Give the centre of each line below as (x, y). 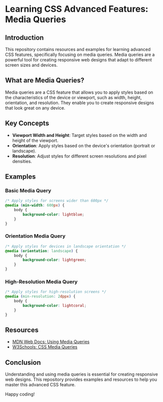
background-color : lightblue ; (54, 214)
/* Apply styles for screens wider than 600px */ (57, 201)
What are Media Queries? (45, 80)
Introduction (25, 38)
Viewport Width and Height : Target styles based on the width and (80, 135)
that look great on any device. (35, 108)
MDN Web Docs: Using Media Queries (51, 342)
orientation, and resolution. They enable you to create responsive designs (80, 103)
